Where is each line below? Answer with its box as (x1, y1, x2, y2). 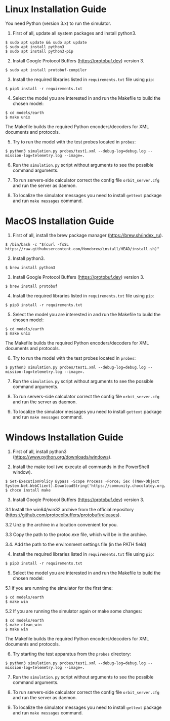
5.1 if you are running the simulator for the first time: (5, 585, 113, 591)
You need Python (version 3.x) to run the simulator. (5, 20, 111, 26)
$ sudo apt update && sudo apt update (5, 40, 87, 45)
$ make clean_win (5, 622, 42, 627)
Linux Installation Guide (5, 4, 107, 15)
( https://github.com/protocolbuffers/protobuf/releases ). (5, 512, 121, 518)
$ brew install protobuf (5, 284, 58, 289)
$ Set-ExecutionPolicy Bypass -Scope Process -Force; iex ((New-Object (5, 479, 159, 484)
